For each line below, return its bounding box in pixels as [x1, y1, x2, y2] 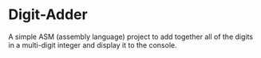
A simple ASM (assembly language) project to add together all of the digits [8, 32, 254, 41]
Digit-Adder [8, 6, 88, 24]
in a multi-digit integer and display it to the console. [8, 40, 177, 49]
